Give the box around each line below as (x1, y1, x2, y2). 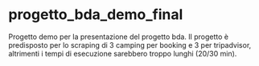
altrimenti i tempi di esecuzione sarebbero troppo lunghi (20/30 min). (8, 49, 237, 58)
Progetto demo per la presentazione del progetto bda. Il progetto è (8, 32, 229, 41)
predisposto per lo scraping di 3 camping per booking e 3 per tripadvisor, (8, 40, 252, 49)
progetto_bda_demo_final (8, 6, 183, 24)
